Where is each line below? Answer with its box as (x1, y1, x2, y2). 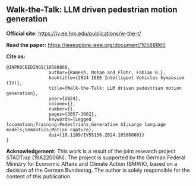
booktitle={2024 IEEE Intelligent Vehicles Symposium (48, 74, 185, 81)
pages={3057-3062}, (48, 111, 97, 117)
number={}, (48, 106, 76, 112)
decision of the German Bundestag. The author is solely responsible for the (6, 166, 190, 174)
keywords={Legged (48, 116, 92, 122)
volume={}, (48, 100, 76, 106)
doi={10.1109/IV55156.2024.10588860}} (48, 132, 145, 138)
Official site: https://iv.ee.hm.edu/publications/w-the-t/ (6, 30, 141, 37)
